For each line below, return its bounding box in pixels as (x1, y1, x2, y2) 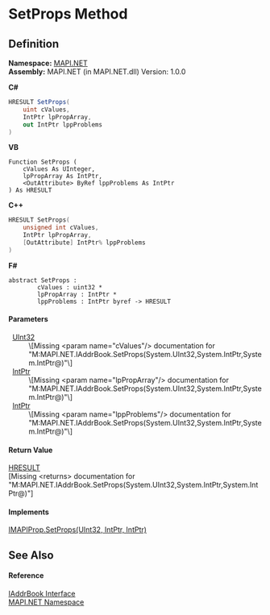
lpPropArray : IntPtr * (37, 290, 117, 298)
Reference (8, 571, 44, 580)
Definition (8, 37, 59, 51)
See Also (8, 548, 54, 562)
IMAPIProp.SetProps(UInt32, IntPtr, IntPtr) (8, 525, 147, 534)
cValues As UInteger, (23, 165, 95, 173)
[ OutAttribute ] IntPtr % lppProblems (23, 239, 147, 247)
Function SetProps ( (8, 158, 78, 166)
